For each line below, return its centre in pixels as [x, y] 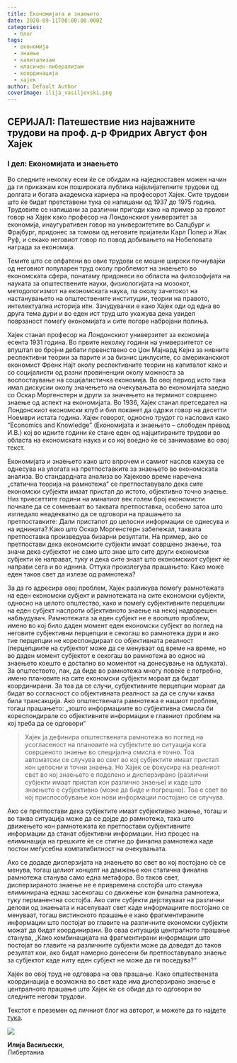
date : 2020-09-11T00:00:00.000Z [55, 21]
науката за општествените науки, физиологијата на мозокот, [99, 283]
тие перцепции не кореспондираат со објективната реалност [100, 640]
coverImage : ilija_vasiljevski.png [60, 93]
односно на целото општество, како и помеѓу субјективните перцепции [116, 603]
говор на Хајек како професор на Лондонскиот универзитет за [102, 217]
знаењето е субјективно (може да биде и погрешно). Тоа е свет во [126, 790]
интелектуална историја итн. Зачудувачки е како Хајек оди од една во [114, 306]
